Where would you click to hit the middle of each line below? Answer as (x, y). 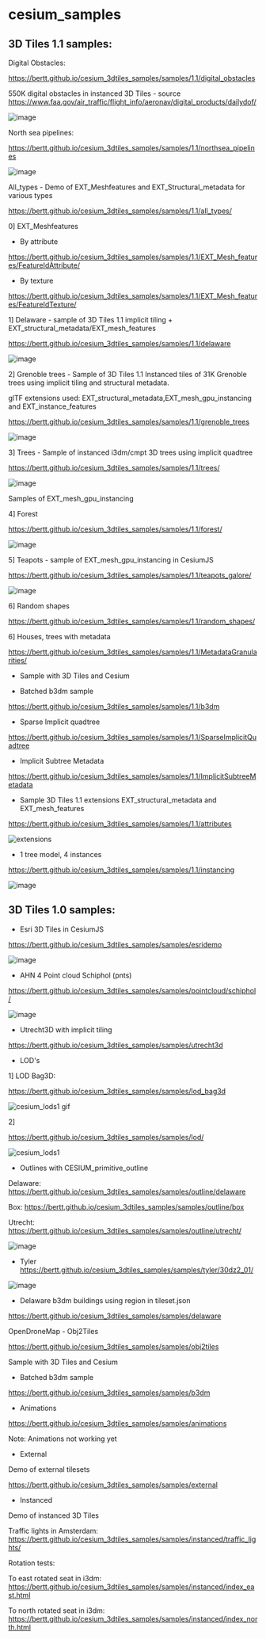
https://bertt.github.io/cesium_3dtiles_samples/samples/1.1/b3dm (114, 706)
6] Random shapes (39, 606)
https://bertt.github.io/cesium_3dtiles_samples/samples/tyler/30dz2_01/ (137, 1270)
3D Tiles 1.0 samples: (62, 910)
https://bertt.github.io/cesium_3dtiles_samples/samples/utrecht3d (116, 1045)
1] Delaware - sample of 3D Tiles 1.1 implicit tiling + (91, 320)
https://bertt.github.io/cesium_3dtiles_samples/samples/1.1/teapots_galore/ (130, 575)
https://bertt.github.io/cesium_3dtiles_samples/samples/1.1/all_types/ (120, 211)
